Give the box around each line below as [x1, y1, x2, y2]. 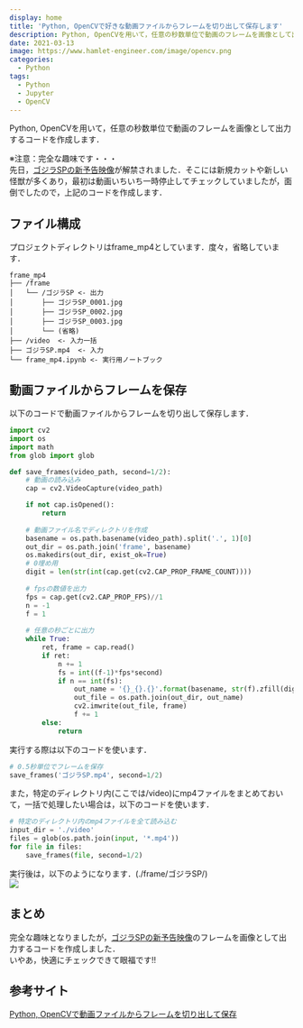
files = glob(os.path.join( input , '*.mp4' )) [9, 834, 179, 843]
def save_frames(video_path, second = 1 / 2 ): [9, 467, 171, 476]
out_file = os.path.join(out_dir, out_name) [73, 693, 244, 702]
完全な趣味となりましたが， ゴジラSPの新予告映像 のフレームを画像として [9, 932, 280, 942]
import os [9, 434, 47, 443]
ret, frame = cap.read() [41, 643, 135, 652]
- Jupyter [17, 88, 54, 97]
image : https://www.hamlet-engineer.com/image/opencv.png [9, 47, 232, 56]
